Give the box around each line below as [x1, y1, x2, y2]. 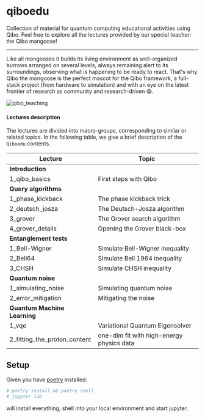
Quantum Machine [9, 304, 65, 312]
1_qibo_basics [9, 175, 51, 183]
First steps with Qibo [98, 175, 157, 183]
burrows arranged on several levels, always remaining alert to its [6, 61, 169, 68]
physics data [98, 339, 135, 348]
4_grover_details [9, 224, 57, 233]
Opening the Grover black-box [98, 224, 186, 233]
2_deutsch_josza [9, 205, 58, 213]
